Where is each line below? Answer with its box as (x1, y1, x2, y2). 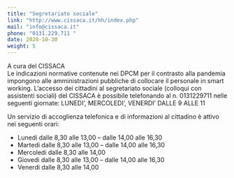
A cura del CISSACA (7, 62, 65, 70)
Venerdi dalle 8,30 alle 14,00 (17, 163, 99, 171)
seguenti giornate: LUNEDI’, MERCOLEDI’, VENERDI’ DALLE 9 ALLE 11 (7, 99, 205, 107)
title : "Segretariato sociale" (7, 10, 98, 17)
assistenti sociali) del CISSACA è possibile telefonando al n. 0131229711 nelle (7, 91, 228, 100)
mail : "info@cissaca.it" (7, 23, 80, 30)
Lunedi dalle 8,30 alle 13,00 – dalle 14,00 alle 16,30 (17, 133, 163, 142)
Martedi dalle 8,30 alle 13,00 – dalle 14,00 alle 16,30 (17, 141, 166, 149)
